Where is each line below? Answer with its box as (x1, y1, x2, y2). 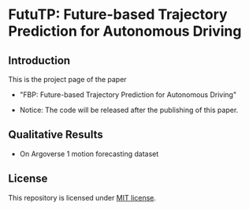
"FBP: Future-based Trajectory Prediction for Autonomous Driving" (19, 90, 237, 99)
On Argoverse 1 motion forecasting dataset (19, 148, 159, 159)
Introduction (8, 54, 71, 67)
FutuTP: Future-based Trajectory (8, 6, 228, 24)
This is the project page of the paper (8, 75, 128, 84)
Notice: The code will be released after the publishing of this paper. (19, 105, 239, 114)
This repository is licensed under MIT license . (8, 193, 156, 202)
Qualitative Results (8, 128, 104, 141)
